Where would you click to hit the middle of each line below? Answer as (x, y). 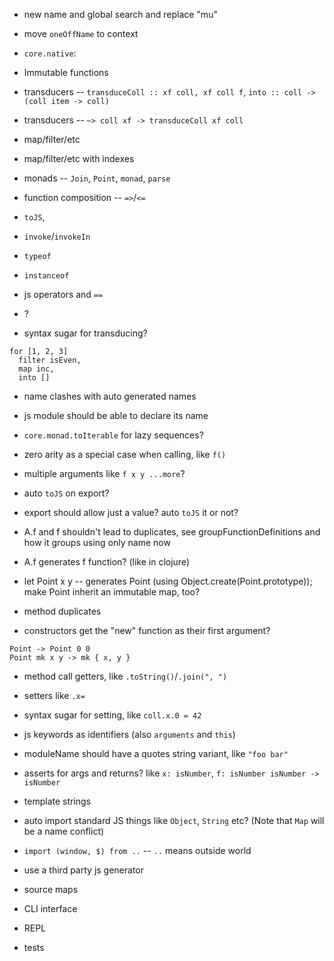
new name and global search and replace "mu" (120, 14)
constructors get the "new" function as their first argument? (147, 630)
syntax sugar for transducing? (85, 333)
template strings (57, 801)
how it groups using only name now (97, 542)
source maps (51, 889)
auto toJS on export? (66, 493)
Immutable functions (66, 72)
